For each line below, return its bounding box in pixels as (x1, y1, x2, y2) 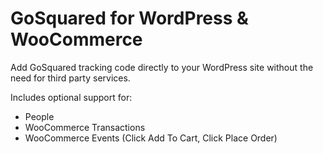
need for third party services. (10, 72, 131, 84)
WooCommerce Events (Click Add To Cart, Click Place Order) (24, 132, 278, 144)
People (24, 110, 55, 122)
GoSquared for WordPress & (10, 7, 249, 30)
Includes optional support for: (10, 91, 133, 103)
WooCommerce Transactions (24, 121, 146, 133)
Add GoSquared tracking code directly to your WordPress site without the (10, 61, 314, 73)
